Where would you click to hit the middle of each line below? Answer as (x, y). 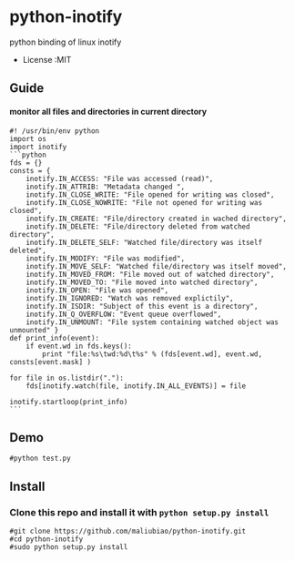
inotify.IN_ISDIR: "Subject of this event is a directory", (142, 306)
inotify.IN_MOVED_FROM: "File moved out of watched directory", (150, 274)
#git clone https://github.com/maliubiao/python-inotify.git (128, 531)
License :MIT (47, 59)
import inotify (38, 147)
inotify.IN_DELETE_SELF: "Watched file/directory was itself (144, 242)
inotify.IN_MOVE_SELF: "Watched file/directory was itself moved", (156, 266)
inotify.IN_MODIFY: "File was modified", (105, 258)
